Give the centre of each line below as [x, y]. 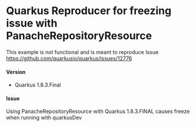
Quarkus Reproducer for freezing [89, 11]
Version [16, 72]
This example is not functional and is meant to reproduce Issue [82, 52]
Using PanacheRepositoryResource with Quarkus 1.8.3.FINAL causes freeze [98, 111]
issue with [32, 23]
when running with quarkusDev [44, 118]
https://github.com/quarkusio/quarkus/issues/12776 [69, 58]
